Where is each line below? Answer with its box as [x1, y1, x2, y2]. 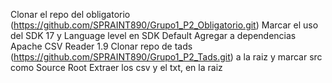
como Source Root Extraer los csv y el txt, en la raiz [10, 62, 223, 73]
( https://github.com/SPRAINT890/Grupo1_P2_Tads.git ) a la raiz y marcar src [10, 51, 323, 63]
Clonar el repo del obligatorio [10, 9, 131, 20]
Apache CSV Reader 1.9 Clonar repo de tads [10, 40, 193, 52]
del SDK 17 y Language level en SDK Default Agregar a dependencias [10, 30, 297, 41]
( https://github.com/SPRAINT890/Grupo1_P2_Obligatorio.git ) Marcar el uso [10, 19, 319, 31]
